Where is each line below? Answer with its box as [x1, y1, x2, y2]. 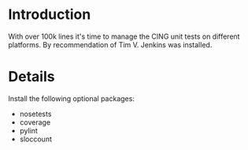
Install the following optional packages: [8, 93, 135, 103]
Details [8, 68, 55, 86]
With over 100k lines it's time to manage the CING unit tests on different [8, 32, 240, 41]
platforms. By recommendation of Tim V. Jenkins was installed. [8, 39, 213, 49]
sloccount [19, 134, 53, 144]
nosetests [19, 109, 52, 118]
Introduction [8, 6, 91, 24]
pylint [19, 126, 38, 135]
